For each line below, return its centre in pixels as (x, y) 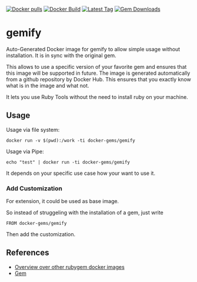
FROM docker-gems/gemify (36, 224)
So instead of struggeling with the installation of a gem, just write (85, 213)
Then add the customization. (41, 234)
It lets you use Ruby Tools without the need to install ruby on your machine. (97, 97)
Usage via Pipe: (25, 151)
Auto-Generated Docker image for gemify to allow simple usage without (93, 49)
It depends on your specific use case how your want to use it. (81, 173)
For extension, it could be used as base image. (63, 201)
